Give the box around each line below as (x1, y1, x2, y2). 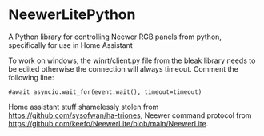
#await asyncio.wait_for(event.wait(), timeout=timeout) (8, 87, 202, 96)
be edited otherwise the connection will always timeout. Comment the (8, 64, 238, 73)
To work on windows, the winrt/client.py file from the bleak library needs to (8, 56, 256, 65)
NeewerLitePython (8, 6, 136, 24)
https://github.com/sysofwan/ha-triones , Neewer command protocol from (8, 110, 252, 120)
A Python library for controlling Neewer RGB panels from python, (8, 32, 222, 41)
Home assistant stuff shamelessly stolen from (8, 102, 159, 111)
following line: (8, 72, 54, 82)
